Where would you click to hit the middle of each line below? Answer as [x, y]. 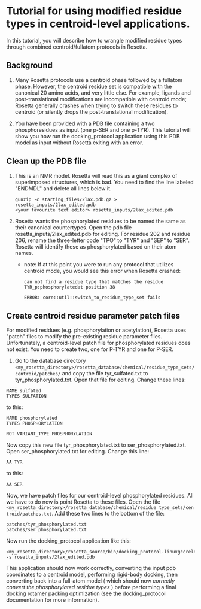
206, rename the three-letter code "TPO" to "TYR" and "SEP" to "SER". [102, 240]
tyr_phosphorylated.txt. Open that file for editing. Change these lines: [100, 380]
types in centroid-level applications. [98, 24]
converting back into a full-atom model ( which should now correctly [91, 581]
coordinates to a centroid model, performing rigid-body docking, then [92, 575]
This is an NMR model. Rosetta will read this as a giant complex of [96, 175]
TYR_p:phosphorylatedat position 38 [69, 287]
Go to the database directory [50, 361]
